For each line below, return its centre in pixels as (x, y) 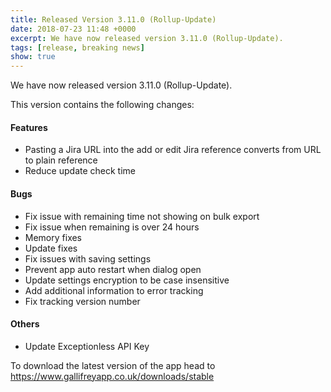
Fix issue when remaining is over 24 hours (112, 227)
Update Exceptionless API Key (87, 346)
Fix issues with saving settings (88, 258)
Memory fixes (53, 237)
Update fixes (51, 248)
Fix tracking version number (82, 301)
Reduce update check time (80, 171)
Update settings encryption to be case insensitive (127, 280)
